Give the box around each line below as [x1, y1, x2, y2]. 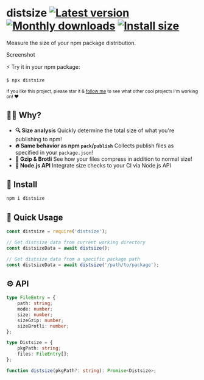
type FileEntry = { [6, 295, 56, 301]
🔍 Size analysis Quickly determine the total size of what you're [15, 127, 175, 134]
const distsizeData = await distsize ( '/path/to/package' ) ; [6, 262, 160, 268]
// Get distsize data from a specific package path [6, 256, 140, 262]
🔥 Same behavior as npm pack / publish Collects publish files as [15, 142, 174, 149]
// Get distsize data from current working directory [6, 239, 146, 245]
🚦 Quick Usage [6, 212, 63, 222]
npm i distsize [6, 195, 45, 202]
